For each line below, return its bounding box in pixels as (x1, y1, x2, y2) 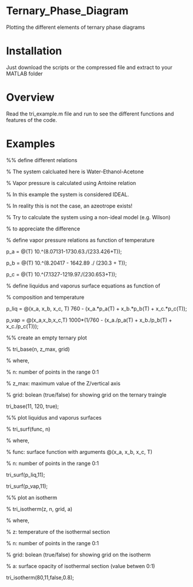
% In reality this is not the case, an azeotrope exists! (6, 202, 133, 209)
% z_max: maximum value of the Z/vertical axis (6, 380, 121, 387)
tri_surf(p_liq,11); (6, 471, 45, 478)
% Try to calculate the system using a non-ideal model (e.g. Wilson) (6, 213, 171, 220)
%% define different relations (6, 156, 78, 163)
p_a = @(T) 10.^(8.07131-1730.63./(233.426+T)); (6, 248, 122, 255)
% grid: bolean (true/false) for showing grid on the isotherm (6, 551, 151, 558)
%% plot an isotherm (6, 494, 58, 501)
